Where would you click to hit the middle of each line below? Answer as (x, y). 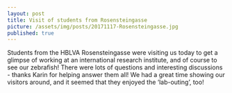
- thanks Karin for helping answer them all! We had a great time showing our (116, 75)
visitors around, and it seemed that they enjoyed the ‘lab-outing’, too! (106, 82)
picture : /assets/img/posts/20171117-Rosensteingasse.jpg (93, 26)
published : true (31, 33)
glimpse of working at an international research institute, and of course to (112, 60)
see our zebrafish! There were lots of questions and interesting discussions (115, 67)
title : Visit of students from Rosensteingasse (77, 20)
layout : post (26, 14)
